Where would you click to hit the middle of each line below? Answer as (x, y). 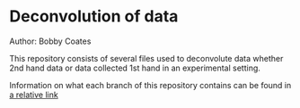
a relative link (34, 95)
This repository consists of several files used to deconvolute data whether (146, 58)
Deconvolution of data (94, 17)
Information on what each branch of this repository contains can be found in (150, 85)
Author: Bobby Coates (50, 41)
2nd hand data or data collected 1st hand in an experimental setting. (135, 68)
